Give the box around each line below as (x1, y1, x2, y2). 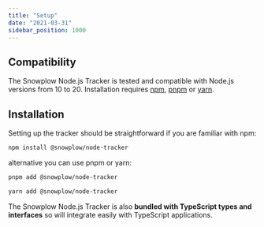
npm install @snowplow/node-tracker (8, 143, 128, 151)
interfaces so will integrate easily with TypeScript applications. (8, 210, 213, 219)
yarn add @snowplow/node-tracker (8, 187, 118, 195)
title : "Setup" (8, 11, 58, 20)
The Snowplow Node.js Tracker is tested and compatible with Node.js (8, 76, 235, 86)
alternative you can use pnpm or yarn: (8, 158, 132, 167)
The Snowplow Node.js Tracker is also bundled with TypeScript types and (8, 202, 252, 211)
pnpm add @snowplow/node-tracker (8, 173, 118, 181)
